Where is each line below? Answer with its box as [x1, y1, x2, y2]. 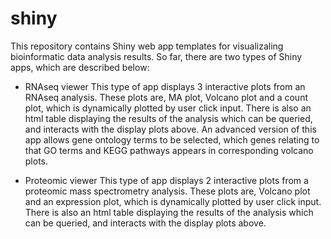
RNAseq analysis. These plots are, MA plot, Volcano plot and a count [24, 91, 308, 103]
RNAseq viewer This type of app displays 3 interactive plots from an [24, 80, 306, 92]
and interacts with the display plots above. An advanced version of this [24, 123, 317, 135]
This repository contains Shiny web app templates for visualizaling [10, 40, 284, 52]
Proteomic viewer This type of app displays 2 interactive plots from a [24, 174, 309, 186]
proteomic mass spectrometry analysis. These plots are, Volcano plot [24, 185, 311, 197]
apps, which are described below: [10, 61, 150, 73]
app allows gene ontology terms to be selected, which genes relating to [24, 133, 320, 146]
